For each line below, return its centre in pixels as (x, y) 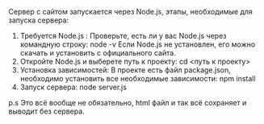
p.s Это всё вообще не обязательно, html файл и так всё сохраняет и (128, 103)
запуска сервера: (39, 20)
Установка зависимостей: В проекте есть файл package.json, (126, 70)
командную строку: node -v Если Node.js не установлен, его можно (138, 44)
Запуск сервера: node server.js (73, 87)
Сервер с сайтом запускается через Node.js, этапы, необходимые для (130, 12)
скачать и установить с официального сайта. (98, 53)
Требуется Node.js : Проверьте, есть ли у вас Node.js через (123, 36)
